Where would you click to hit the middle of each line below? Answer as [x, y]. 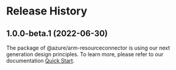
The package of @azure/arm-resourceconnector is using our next [88, 48]
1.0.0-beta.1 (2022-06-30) [57, 33]
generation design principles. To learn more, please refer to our [85, 54]
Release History [47, 11]
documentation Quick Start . [40, 61]
